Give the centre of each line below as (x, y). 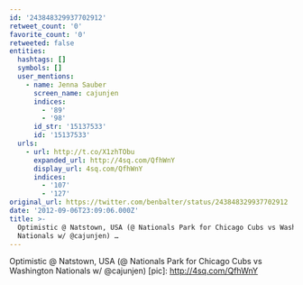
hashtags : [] (42, 60)
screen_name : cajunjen (76, 93)
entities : (28, 51)
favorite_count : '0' (48, 34)
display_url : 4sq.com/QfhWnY (88, 169)
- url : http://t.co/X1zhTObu (80, 152)
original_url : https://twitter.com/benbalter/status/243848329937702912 (149, 202)
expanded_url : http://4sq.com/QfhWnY (104, 160)
